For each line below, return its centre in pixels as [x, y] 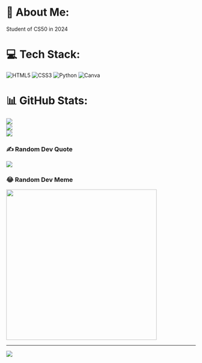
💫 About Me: [38, 12]
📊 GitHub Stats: [47, 101]
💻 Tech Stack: [43, 54]
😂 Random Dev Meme [40, 180]
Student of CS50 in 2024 [37, 29]
